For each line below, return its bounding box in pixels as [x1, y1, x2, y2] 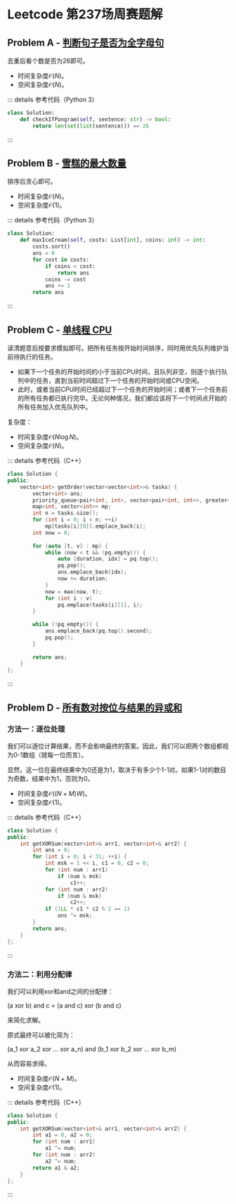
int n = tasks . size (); [32, 509, 99, 517]
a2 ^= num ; [44, 1158, 77, 1165]
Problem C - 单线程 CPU [7, 324, 112, 336]
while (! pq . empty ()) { [32, 621, 99, 628]
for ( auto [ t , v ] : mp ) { [32, 543, 109, 550]
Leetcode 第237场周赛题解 [7, 6, 163, 23]
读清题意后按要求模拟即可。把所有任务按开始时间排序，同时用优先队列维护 [7, 344, 223, 352]
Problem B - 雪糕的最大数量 [7, 158, 126, 170]
